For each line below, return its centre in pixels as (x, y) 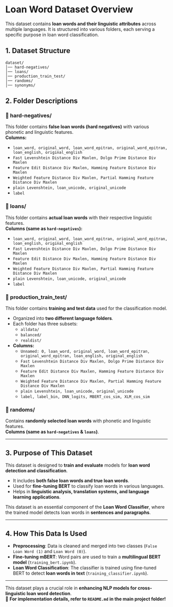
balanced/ (31, 335)
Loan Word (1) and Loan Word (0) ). (49, 551)
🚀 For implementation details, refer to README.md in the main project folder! (86, 599)
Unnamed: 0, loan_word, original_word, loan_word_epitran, (85, 352)
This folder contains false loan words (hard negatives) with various (77, 127)
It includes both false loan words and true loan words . (71, 481)
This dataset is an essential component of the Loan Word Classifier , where (85, 507)
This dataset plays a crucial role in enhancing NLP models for (71, 588)
